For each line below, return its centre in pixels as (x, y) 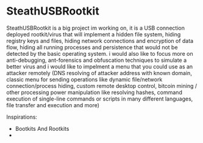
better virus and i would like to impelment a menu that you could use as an (100, 66)
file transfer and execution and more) (53, 105)
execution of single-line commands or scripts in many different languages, (100, 99)
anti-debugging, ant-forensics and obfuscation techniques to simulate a (97, 60)
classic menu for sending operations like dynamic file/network (84, 79)
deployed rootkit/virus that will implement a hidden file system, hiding (94, 34)
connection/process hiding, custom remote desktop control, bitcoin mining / (101, 85)
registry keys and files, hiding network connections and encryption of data (100, 41)
